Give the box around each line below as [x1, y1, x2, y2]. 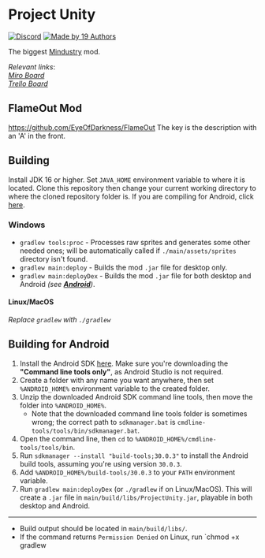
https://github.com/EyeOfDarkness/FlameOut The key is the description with [8, 122, 257, 132]
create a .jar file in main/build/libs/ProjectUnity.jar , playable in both [19, 493, 253, 502]
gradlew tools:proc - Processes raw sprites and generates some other [19, 237, 251, 247]
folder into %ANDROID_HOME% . [19, 400, 107, 410]
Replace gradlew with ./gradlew [8, 315, 111, 325]
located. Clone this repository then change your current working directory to [8, 183, 256, 192]
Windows [8, 219, 46, 230]
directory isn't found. [19, 254, 88, 263]
